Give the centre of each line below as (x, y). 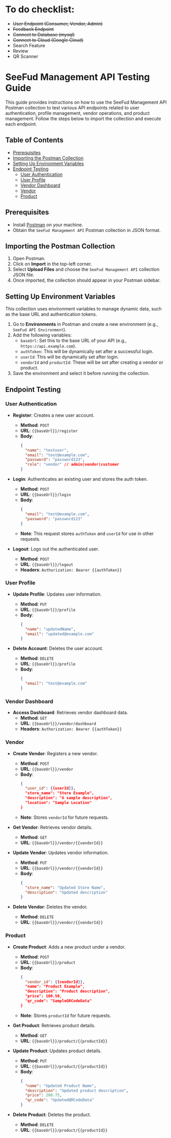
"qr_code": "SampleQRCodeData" (58, 1001)
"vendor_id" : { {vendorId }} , (55, 982)
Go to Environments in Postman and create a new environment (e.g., (85, 324)
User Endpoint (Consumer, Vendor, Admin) (58, 24)
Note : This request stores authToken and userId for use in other (87, 533)
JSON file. (24, 275)
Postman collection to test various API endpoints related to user (72, 107)
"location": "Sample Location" (58, 803)
